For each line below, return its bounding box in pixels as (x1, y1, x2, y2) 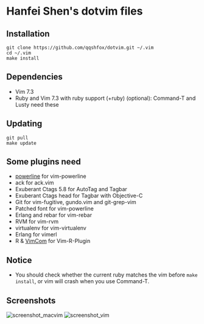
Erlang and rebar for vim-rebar (15, 211, 93, 219)
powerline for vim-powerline (15, 172, 86, 180)
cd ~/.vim (6, 50, 32, 56)
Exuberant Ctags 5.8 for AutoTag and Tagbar (15, 186, 128, 193)
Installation (6, 29, 50, 39)
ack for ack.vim (15, 179, 54, 186)
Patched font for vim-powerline (15, 205, 94, 213)
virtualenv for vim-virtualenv (15, 224, 86, 232)
